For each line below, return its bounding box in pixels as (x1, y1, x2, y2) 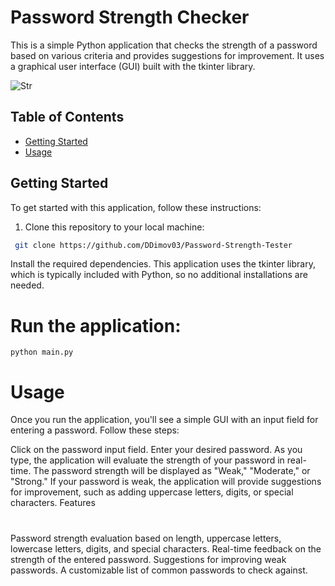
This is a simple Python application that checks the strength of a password (10, 39, 318, 51)
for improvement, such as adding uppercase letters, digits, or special (10, 486, 294, 498)
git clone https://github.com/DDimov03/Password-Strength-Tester (14, 240, 293, 250)
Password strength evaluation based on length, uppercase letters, (10, 532, 282, 544)
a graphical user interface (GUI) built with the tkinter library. (10, 60, 256, 72)
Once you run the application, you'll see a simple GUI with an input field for (10, 414, 319, 426)
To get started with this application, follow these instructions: (10, 201, 262, 213)
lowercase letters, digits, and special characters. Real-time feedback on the (10, 542, 322, 555)
